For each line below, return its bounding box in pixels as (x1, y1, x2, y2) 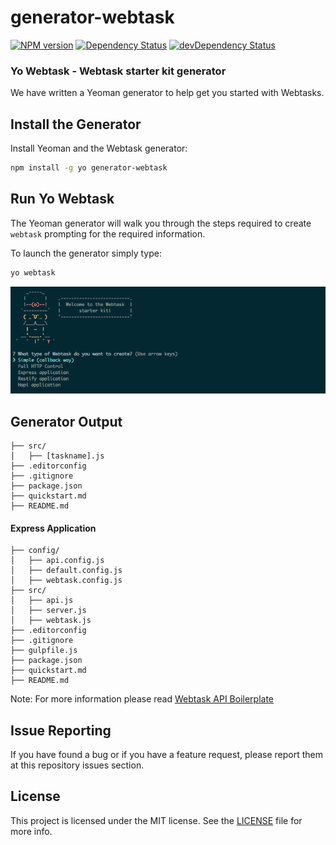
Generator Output (10, 413, 123, 430)
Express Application (10, 522, 97, 534)
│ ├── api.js (10, 596, 74, 606)
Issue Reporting (10, 722, 112, 739)
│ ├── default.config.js (10, 566, 123, 576)
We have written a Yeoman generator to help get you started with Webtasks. (10, 87, 325, 99)
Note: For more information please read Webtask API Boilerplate (10, 693, 275, 705)
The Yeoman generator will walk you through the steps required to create (10, 217, 312, 229)
